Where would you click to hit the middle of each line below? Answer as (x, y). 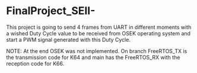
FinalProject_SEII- (51, 11)
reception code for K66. (35, 64)
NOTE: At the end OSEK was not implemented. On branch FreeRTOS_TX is (97, 51)
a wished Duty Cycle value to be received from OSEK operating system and (99, 33)
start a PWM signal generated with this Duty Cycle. (68, 39)
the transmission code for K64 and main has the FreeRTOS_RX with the (93, 57)
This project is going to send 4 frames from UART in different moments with (99, 27)
